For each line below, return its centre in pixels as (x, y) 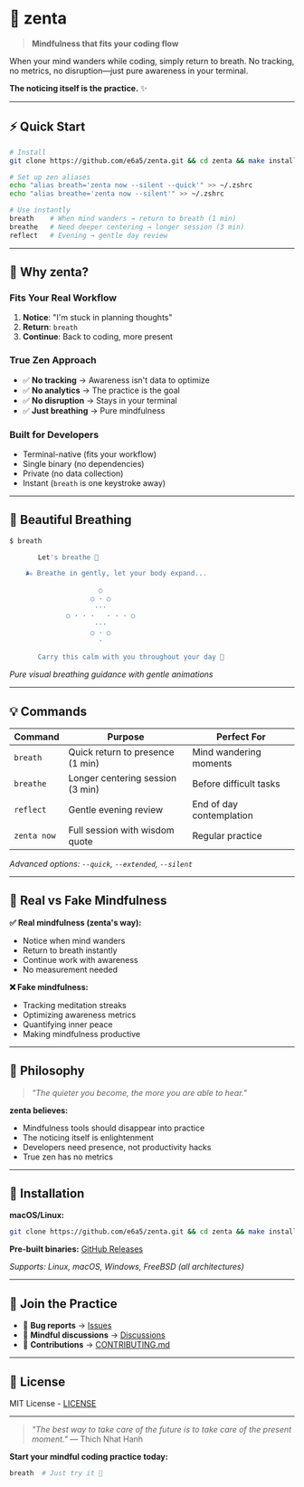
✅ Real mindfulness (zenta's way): (76, 922)
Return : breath (50, 327)
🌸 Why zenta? (49, 272)
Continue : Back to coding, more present (98, 337)
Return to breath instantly (70, 950)
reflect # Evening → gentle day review (89, 235)
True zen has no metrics (67, 1157)
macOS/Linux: (37, 1215)
